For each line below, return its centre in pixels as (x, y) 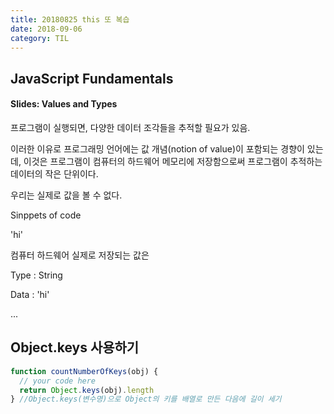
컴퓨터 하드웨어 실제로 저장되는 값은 (80, 255)
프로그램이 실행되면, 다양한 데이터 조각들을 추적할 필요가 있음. (130, 127)
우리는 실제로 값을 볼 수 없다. (66, 195)
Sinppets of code (46, 215)
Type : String (36, 275)
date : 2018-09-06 (46, 29)
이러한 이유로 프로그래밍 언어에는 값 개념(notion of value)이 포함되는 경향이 (157, 148)
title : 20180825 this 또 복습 (70, 19)
